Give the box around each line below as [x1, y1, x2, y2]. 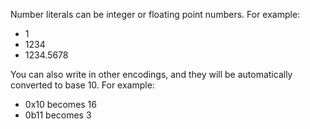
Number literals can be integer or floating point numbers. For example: [10, 9, 301, 20]
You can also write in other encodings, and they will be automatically [10, 69, 293, 80]
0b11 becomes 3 [24, 109, 92, 121]
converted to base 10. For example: [10, 79, 155, 91]
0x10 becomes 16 [24, 99, 97, 110]
